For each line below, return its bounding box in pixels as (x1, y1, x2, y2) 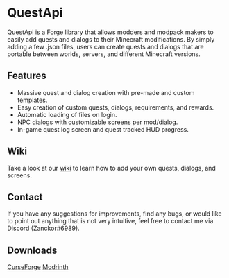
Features (7, 70, 46, 82)
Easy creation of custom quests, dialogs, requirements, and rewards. (17, 103, 214, 112)
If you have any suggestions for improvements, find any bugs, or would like (7, 209, 222, 218)
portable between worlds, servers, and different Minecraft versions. (7, 50, 201, 58)
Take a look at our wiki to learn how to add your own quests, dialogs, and (7, 164, 217, 172)
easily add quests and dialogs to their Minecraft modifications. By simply (7, 35, 215, 43)
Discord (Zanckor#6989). (7, 224, 80, 233)
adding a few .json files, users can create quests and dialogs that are (7, 42, 204, 51)
